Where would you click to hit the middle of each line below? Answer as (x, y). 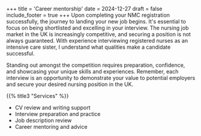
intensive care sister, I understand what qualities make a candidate (88, 47)
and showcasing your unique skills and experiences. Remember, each (92, 71)
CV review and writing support (53, 107)
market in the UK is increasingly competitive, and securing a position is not (98, 34)
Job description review (43, 120)
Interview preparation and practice (58, 114)
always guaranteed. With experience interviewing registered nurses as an (97, 41)
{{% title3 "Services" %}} (37, 96)
